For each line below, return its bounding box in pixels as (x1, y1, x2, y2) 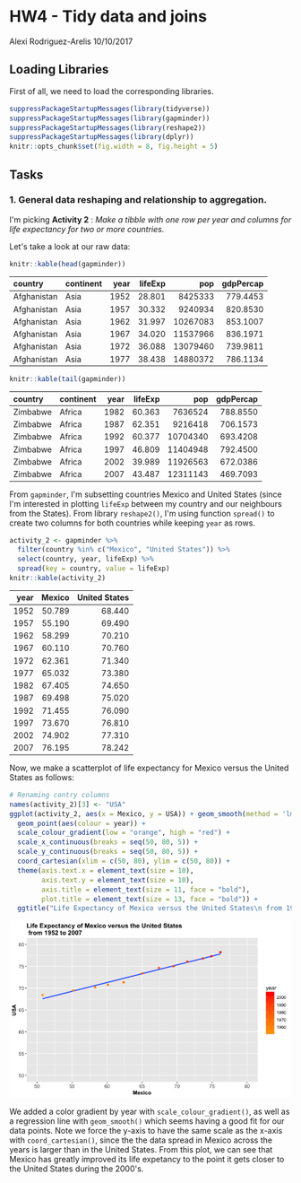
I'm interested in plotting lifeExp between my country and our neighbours (9, 498, 282, 509)
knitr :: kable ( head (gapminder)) (9, 259, 126, 268)
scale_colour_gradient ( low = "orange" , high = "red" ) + (17, 828, 230, 838)
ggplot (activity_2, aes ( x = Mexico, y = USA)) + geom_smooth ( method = (9, 809, 279, 818)
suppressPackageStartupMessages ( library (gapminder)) (9, 114, 211, 123)
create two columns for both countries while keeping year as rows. (9, 518, 255, 528)
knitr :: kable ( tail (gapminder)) (9, 375, 126, 384)
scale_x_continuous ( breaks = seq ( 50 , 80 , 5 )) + (17, 838, 199, 847)
